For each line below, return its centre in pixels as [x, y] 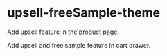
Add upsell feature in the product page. [63, 32]
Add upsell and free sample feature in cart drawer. [79, 45]
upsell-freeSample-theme [84, 13]
